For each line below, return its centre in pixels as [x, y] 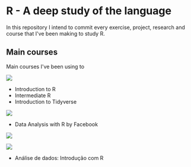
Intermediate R [33, 95]
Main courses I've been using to [45, 66]
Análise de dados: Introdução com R [59, 158]
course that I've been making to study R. [55, 33]
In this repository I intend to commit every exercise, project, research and [96, 27]
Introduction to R [35, 89]
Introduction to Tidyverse [46, 101]
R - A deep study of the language [89, 11]
